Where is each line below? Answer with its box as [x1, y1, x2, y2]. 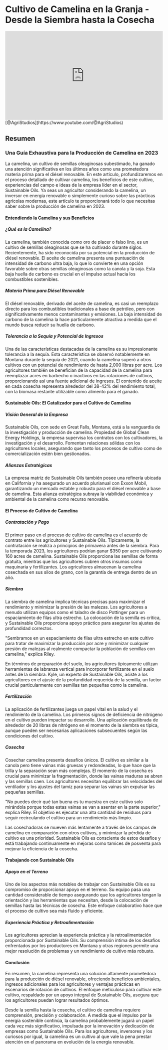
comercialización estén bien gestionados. [5, 451, 91, 457]
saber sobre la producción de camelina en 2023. [5, 203, 105, 209]
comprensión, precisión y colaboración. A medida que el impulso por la [5, 1012, 152, 1018]
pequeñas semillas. [5, 789, 45, 795]
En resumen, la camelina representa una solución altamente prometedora [5, 971, 156, 977]
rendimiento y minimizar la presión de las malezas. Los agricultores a [5, 604, 147, 610]
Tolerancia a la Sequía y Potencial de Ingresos [5, 333, 104, 339]
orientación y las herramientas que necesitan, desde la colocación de [5, 897, 148, 904]
